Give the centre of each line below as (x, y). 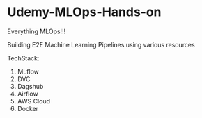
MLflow (28, 71)
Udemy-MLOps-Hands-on (84, 12)
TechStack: (23, 58)
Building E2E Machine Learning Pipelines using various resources (101, 44)
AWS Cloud (34, 101)
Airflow (28, 94)
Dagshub (30, 86)
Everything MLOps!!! (37, 31)
